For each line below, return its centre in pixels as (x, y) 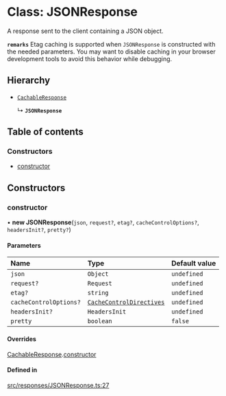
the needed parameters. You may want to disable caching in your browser (111, 51)
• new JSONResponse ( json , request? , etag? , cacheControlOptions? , (103, 222)
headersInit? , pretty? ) (39, 230)
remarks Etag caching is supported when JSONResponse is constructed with (111, 44)
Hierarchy (29, 81)
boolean (100, 321)
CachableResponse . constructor (52, 354)
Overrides (22, 339)
